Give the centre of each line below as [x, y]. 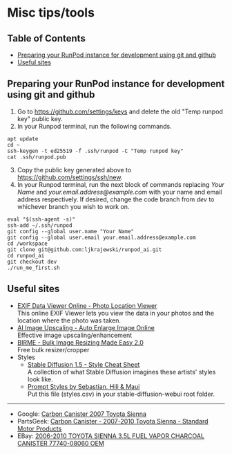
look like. [40, 379]
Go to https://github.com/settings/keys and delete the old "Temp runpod [120, 111]
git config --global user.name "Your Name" [71, 231]
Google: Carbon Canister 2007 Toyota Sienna [82, 414]
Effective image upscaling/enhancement [75, 335]
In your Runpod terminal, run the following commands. [95, 126]
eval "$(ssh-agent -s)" [41, 219]
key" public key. [40, 118]
